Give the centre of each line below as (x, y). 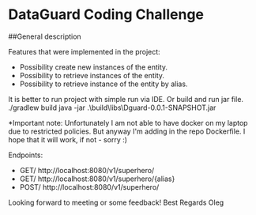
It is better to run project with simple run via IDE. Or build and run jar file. (126, 99)
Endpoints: (26, 155)
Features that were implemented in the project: (84, 51)
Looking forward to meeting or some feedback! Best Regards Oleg (116, 202)
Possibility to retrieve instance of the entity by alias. (104, 84)
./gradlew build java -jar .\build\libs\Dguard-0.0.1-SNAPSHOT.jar (112, 107)
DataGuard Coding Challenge (106, 15)
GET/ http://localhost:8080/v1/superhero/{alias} (97, 179)
